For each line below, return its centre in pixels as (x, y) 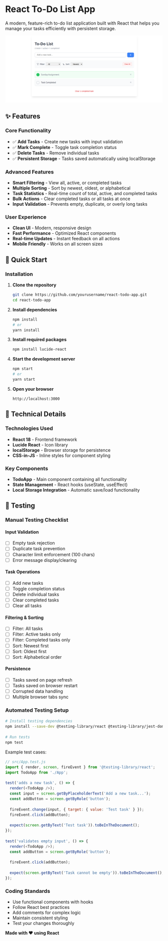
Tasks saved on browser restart (45, 685)
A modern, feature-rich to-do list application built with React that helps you (82, 23)
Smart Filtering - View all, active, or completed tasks (67, 183)
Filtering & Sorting (24, 617)
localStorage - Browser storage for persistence (61, 450)
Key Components (27, 468)
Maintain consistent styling (40, 918)
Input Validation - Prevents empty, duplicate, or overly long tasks (80, 204)
